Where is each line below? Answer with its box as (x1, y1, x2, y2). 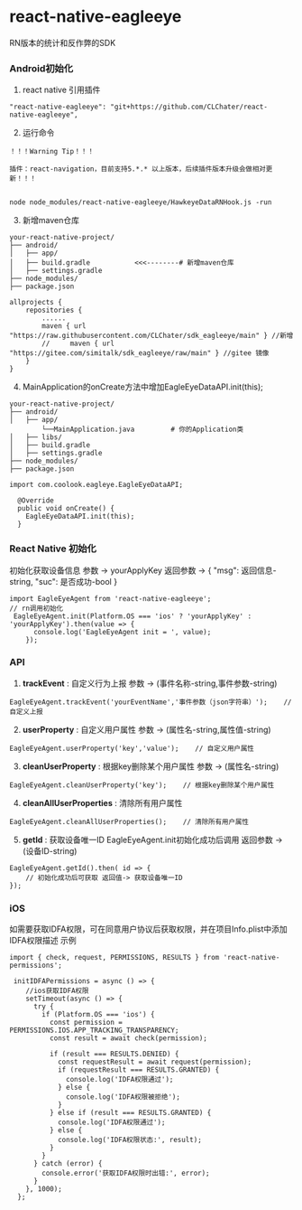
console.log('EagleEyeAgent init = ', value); (32, 627, 212, 636)
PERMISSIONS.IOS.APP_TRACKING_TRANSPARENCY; (9, 1026, 179, 1036)
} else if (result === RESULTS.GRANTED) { (49, 1109, 212, 1118)
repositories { (25, 305, 83, 315)
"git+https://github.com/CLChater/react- (109, 102, 269, 112)
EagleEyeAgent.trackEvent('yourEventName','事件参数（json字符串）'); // (9, 698, 292, 707)
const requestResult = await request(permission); (57, 1057, 252, 1067)
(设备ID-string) (22, 845, 78, 856)
